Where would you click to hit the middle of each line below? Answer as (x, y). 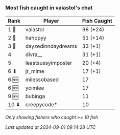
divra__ (34, 54)
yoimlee (35, 88)
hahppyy (36, 38)
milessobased (42, 80)
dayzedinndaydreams (51, 46)
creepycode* (41, 105)
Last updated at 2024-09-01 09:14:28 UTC (51, 127)
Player (51, 21)
